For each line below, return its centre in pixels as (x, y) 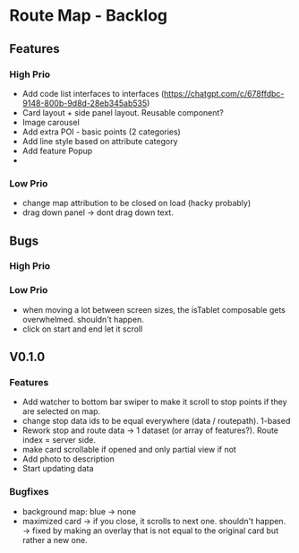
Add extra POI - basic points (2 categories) (101, 132)
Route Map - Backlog (89, 16)
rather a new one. (55, 540)
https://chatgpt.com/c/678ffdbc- (224, 93)
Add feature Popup (57, 151)
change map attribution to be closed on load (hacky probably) (137, 203)
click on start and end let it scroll (82, 329)
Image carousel (51, 122)
